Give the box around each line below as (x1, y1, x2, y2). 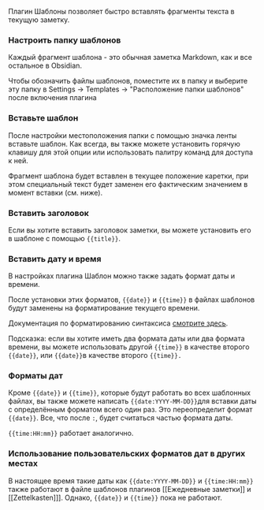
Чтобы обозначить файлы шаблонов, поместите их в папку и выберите (8, 76, 248, 86)
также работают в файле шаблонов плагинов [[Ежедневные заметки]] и (8, 484, 251, 493)
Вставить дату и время (8, 253, 102, 264)
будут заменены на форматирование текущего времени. (8, 303, 200, 313)
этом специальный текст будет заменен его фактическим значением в (8, 179, 248, 188)
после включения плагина (8, 93, 97, 102)
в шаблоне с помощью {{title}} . (8, 233, 121, 243)
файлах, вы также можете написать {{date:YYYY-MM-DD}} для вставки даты (8, 396, 258, 406)
